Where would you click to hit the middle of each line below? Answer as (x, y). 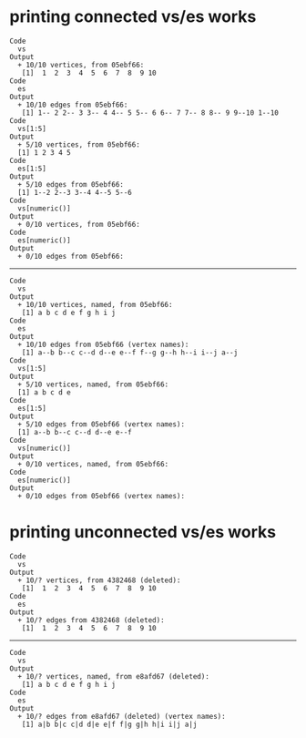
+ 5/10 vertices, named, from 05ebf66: (93, 384)
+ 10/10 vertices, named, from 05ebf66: (95, 304)
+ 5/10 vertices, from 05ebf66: (79, 144)
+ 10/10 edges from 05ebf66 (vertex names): (103, 344)
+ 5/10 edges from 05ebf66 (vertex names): (101, 424)
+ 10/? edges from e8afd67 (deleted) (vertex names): (122, 716)
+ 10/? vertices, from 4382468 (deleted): (99, 580)
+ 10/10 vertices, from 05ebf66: (81, 65)
